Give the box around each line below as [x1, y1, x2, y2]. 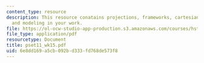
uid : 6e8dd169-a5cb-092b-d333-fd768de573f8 [6, 48, 118, 54]
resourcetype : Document [6, 37, 67, 43]
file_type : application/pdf [6, 31, 78, 37]
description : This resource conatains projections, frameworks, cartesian [6, 14, 200, 20]
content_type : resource [6, 8, 67, 15]
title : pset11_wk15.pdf [6, 43, 67, 49]
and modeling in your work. [12, 20, 83, 26]
